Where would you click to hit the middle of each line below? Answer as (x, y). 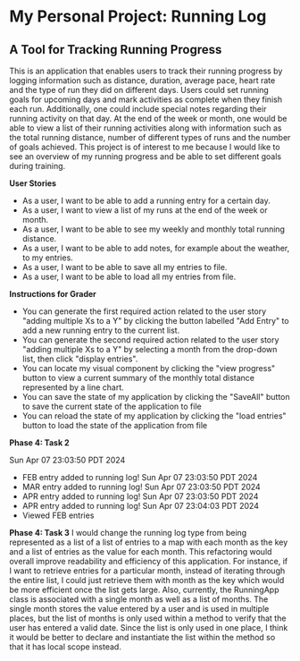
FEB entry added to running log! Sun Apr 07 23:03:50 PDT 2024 (140, 477)
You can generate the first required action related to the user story (144, 311)
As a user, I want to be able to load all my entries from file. (129, 276)
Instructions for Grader (53, 294)
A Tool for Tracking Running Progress (116, 50)
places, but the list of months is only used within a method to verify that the (148, 618)
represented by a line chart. (73, 387)
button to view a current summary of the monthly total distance (138, 378)
